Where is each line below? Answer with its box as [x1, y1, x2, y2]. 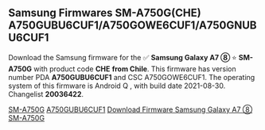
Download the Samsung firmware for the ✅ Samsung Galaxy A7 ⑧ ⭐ [8, 52, 237, 62]
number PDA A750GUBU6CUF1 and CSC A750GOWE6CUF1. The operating [8, 72, 255, 82]
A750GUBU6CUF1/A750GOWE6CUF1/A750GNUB [8, 19, 257, 32]
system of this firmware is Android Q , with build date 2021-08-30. [8, 81, 226, 90]
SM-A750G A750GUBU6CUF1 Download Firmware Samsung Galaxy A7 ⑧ [8, 105, 253, 114]
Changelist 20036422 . [8, 89, 84, 98]
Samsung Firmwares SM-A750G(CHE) [8, 6, 201, 20]
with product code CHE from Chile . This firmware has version [33, 63, 236, 74]
